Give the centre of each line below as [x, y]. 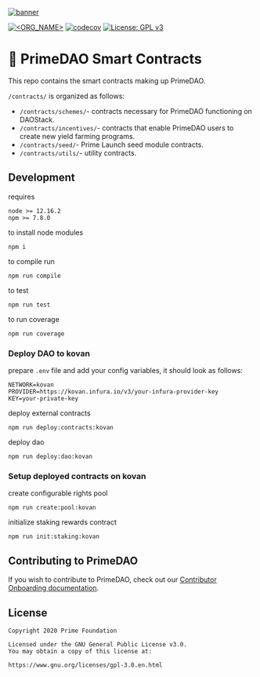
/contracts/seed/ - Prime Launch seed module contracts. [111, 145]
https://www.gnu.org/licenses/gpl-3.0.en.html [85, 665]
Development [42, 178]
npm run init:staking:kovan [54, 537]
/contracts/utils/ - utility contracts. [78, 152]
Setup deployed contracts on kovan [77, 476]
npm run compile [34, 276]
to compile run [31, 261]
